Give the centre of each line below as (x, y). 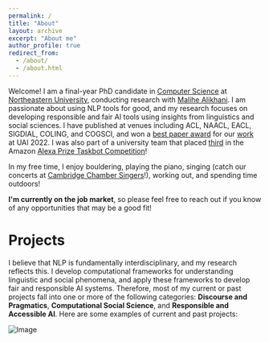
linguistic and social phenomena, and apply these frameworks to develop (129, 279)
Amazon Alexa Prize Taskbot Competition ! (78, 150)
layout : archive (35, 31)
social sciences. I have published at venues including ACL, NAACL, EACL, (130, 125)
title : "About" (34, 23)
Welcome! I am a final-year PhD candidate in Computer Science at (118, 91)
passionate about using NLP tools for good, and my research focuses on (128, 108)
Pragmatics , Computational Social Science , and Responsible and (118, 305)
